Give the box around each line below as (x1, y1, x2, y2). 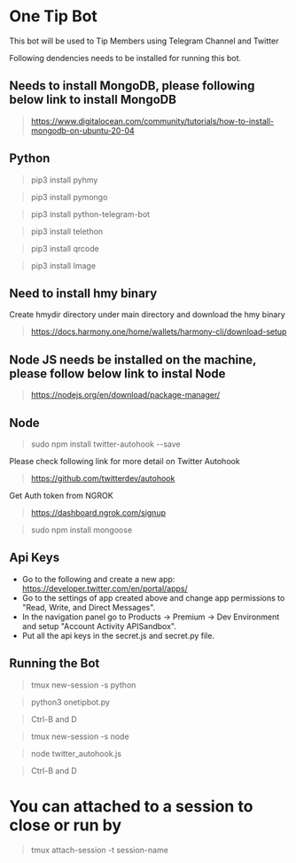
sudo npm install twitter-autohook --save (30, 439, 182, 449)
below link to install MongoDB (9, 92, 177, 107)
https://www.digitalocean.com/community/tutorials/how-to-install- (30, 115, 275, 126)
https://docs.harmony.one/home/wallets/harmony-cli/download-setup (30, 326, 287, 338)
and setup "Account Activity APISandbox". (21, 620, 177, 631)
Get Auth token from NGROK (9, 490, 113, 501)
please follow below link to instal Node (9, 366, 226, 381)
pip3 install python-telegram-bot (30, 208, 151, 219)
